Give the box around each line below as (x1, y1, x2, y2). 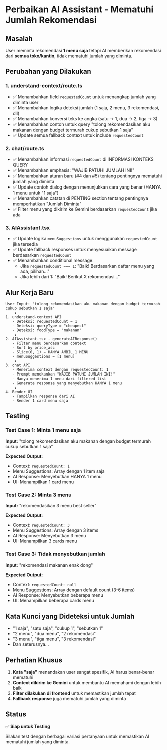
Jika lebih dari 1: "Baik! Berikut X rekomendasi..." (20, 274, 120, 280)
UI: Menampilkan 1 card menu (12, 479, 74, 485)
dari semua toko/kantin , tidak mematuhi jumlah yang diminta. (5, 53, 133, 59)
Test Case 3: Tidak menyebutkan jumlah (5, 550, 105, 557)
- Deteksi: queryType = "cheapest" (12, 323, 86, 329)
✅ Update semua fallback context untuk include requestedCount (12, 132, 144, 138)
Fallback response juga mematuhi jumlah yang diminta (12, 696, 126, 701)
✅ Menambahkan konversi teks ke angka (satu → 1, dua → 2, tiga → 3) (12, 115, 158, 121)
